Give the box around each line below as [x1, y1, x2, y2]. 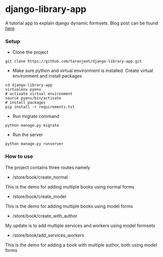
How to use [5, 153, 33, 160]
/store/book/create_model [12, 193, 66, 199]
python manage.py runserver [5, 141, 64, 146]
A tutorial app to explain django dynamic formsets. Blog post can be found [5, 20, 158, 26]
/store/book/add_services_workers [12, 232, 84, 238]
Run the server [12, 131, 43, 138]
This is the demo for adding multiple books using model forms [5, 203, 133, 209]
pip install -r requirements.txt [5, 104, 75, 109]
